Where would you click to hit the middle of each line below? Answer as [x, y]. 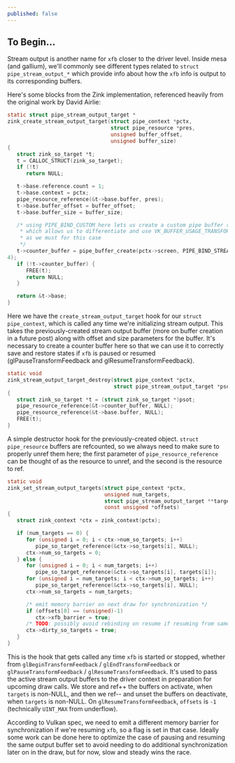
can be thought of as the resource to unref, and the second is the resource [115, 461]
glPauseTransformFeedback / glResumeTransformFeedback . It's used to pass [113, 671]
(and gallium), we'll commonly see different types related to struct [103, 66]
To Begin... [31, 42]
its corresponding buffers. [45, 81]
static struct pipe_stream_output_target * [72, 115]
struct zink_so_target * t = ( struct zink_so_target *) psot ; [106, 400]
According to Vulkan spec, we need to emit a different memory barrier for [113, 722]
